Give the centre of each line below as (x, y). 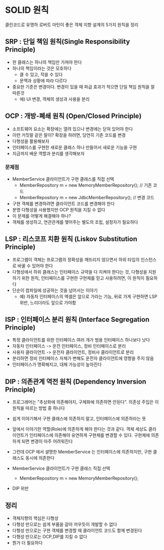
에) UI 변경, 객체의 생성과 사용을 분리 (55, 99)
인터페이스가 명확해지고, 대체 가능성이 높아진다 (57, 365)
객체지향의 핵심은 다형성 (35, 518)
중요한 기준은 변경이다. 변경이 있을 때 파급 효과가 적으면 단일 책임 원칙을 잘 (83, 87)
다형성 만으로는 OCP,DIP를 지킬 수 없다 (50, 537)
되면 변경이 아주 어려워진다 (47, 441)
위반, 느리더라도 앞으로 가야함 (48, 303)
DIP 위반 (20, 489)
